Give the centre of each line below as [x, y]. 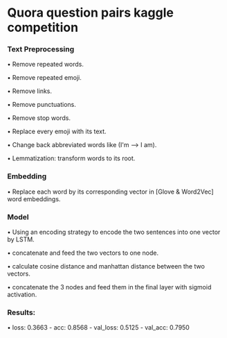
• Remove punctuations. [42, 105]
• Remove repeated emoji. [44, 78]
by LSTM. [21, 239]
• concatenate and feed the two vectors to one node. [83, 253]
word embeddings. [34, 198]
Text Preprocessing [41, 49]
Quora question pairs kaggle [91, 13]
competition [43, 27]
